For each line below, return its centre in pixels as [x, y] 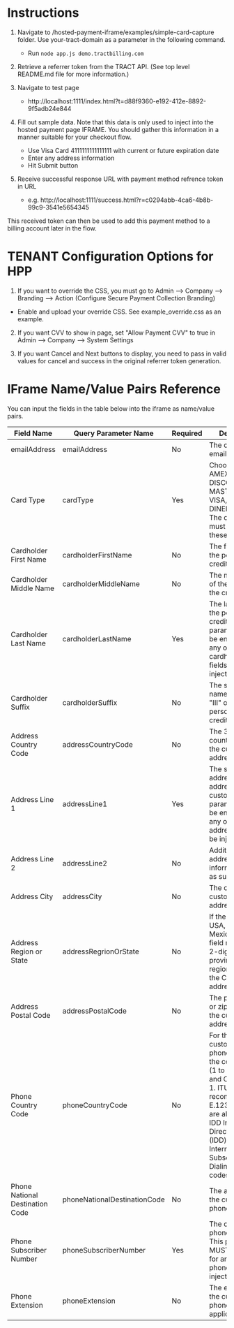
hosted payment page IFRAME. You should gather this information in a [118, 129]
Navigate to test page [48, 87]
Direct [219, 1131]
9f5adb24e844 [49, 108]
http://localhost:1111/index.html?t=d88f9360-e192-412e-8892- [117, 101]
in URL [27, 186]
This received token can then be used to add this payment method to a [109, 221]
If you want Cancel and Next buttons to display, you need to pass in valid [122, 353]
